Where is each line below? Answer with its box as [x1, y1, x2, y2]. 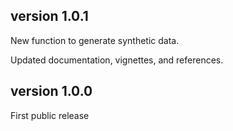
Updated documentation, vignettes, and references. [10, 54, 224, 66]
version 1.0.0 [10, 83, 93, 100]
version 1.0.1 [10, 8, 89, 25]
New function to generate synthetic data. [10, 34, 180, 46]
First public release [10, 109, 90, 121]
